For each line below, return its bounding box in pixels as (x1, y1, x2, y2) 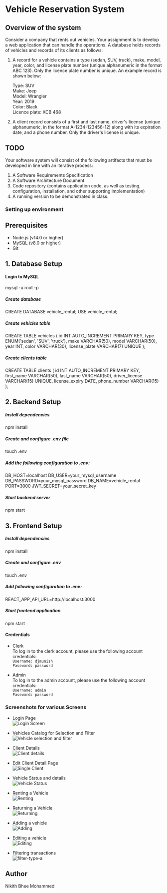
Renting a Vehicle (12, 790, 48, 796)
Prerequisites (5, 221, 48, 230)
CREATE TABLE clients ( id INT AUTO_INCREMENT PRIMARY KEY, (5, 367, 141, 373)
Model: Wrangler (12, 93, 47, 99)
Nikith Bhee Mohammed (5, 883, 55, 889)
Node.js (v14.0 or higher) (12, 234, 64, 240)
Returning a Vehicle (12, 805, 53, 811)
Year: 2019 (12, 98, 35, 104)
